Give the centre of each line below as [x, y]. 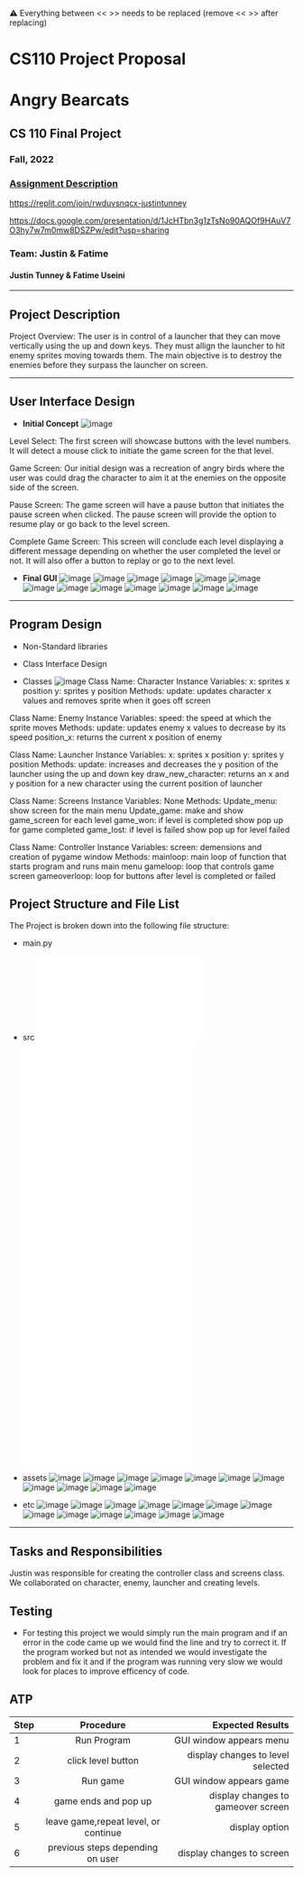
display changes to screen [233, 1853]
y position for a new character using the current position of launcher [136, 783]
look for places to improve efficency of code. [106, 1671]
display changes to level [238, 1754]
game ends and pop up [103, 1801]
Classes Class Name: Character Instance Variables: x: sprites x [156, 681]
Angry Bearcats [69, 101]
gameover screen [252, 1807]
